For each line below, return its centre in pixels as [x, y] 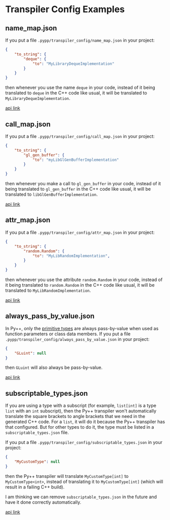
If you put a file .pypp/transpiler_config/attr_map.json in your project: [80, 232]
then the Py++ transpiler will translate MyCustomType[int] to [67, 476]
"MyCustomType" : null [37, 462]
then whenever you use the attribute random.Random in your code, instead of [84, 280]
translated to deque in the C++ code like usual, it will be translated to [76, 93]
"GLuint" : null [30, 353]
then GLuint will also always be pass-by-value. [54, 368]
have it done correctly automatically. [43, 502]
